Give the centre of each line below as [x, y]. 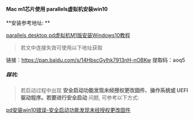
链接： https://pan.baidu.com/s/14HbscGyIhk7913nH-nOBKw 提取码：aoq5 [96, 60]
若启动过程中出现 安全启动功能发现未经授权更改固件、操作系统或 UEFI [104, 90]
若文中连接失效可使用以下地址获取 [61, 48]
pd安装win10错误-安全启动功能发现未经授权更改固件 [68, 110]
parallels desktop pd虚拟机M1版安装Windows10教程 [68, 36]
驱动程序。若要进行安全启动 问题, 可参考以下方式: [79, 98]
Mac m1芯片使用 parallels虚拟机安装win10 [57, 9]
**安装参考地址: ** [28, 23]
